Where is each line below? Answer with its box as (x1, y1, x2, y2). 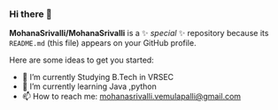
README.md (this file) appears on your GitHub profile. (9, 38, 197, 48)
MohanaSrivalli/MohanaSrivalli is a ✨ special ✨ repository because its (9, 28, 269, 39)
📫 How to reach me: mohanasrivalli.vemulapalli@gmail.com (21, 92, 242, 102)
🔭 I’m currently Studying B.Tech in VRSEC (21, 72, 174, 83)
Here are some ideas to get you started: (9, 55, 155, 65)
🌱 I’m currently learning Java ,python (21, 81, 157, 92)
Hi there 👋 (9, 8, 53, 20)
